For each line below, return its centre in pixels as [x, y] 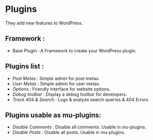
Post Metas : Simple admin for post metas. [56, 78]
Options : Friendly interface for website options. [61, 89]
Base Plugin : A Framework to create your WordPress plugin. [74, 50]
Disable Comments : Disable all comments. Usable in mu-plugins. [79, 127]
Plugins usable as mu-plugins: [53, 115]
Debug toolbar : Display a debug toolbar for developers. [70, 94]
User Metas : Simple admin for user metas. [56, 84]
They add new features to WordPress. [44, 23]
